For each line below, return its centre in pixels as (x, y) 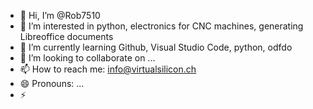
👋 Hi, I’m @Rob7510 (60, 15)
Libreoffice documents (66, 36)
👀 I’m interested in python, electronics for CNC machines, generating (161, 26)
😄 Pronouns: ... (52, 83)
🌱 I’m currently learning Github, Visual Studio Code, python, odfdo (156, 47)
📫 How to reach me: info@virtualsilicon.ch (108, 69)
